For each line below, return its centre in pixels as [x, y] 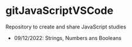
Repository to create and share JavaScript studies [66, 27]
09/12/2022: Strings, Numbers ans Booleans [67, 38]
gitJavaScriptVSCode [60, 11]
